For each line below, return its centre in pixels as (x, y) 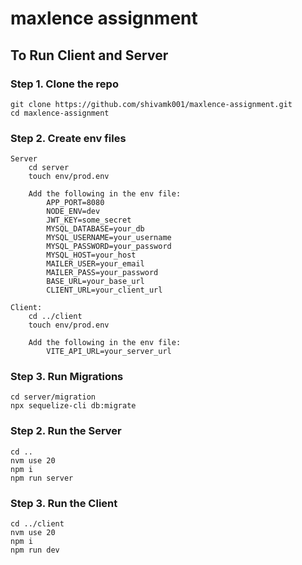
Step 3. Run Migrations (67, 377)
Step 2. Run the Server (66, 431)
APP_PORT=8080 (75, 203)
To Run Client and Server (89, 55)
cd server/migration (53, 397)
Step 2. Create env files (68, 138)
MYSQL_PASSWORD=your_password (109, 247)
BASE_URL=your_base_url (95, 282)
